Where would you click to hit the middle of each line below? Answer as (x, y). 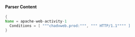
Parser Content (21, 7)
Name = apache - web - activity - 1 (36, 22)
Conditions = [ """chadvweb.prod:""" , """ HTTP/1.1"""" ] (70, 26)
